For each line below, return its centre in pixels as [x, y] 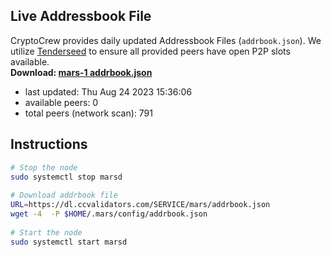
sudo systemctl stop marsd [66, 177]
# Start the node [46, 232]
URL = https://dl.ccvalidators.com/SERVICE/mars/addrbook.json [140, 205]
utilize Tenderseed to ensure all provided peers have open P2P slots [150, 51]
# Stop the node [44, 167]
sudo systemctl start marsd [69, 242]
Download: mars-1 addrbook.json [81, 72]
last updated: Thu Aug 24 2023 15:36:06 [108, 91]
